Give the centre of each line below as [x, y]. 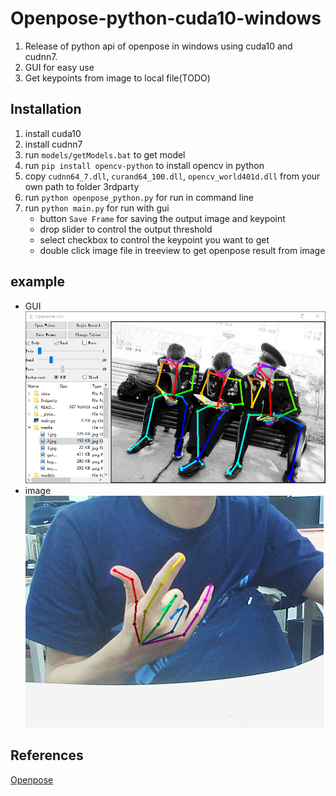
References [47, 755]
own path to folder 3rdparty [82, 186]
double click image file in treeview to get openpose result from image [182, 250]
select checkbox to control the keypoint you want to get [154, 239]
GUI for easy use [59, 67]
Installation [46, 109]
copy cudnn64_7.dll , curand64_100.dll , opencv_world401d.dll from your [172, 176]
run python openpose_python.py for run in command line [139, 197]
